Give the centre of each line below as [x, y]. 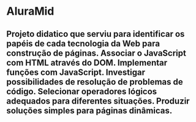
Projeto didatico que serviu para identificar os [96, 34]
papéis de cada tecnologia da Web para [83, 43]
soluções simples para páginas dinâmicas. [89, 111]
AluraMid [30, 11]
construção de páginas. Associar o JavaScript [96, 53]
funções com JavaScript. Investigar [76, 72]
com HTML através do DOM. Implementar [87, 63]
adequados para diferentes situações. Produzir [98, 101]
